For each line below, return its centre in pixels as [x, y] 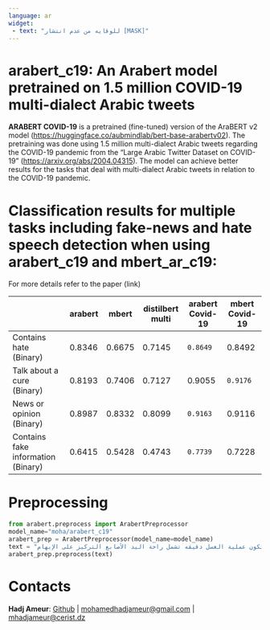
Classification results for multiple [122, 211]
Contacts [40, 586]
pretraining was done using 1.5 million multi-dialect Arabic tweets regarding [133, 144]
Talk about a [35, 370]
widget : [21, 23]
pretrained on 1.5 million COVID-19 [125, 87]
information [34, 457]
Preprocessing [58, 503]
